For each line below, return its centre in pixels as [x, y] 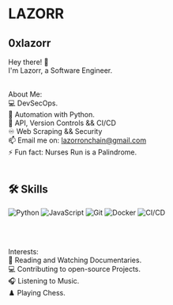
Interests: [24, 251]
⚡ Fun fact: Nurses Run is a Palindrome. [72, 152]
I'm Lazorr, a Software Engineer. [60, 71]
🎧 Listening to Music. [44, 280]
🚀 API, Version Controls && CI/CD [62, 123]
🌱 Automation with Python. [51, 114]
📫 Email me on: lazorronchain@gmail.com [77, 140]
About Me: [25, 94]
